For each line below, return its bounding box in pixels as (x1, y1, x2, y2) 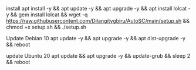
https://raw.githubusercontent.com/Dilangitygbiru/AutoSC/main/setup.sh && (6, 17, 190, 24)
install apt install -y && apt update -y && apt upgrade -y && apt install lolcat (6, 5, 187, 12)
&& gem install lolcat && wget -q (10, 11, 88, 18)
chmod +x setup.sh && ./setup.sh (6, 23, 87, 30)
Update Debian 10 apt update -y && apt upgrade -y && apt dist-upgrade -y (6, 35, 186, 41)
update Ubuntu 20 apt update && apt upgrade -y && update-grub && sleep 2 (6, 52, 191, 59)
